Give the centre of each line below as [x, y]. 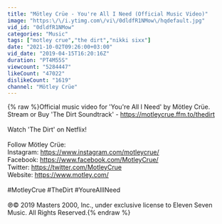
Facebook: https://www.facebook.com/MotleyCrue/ [83, 160]
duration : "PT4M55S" [38, 60]
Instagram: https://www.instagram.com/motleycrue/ [83, 152]
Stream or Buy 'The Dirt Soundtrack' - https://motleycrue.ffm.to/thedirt [111, 114]
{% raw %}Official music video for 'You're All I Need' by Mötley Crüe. [109, 107]
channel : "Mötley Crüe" [43, 87]
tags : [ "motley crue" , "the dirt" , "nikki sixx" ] [79, 41]
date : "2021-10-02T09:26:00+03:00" [60, 47]
